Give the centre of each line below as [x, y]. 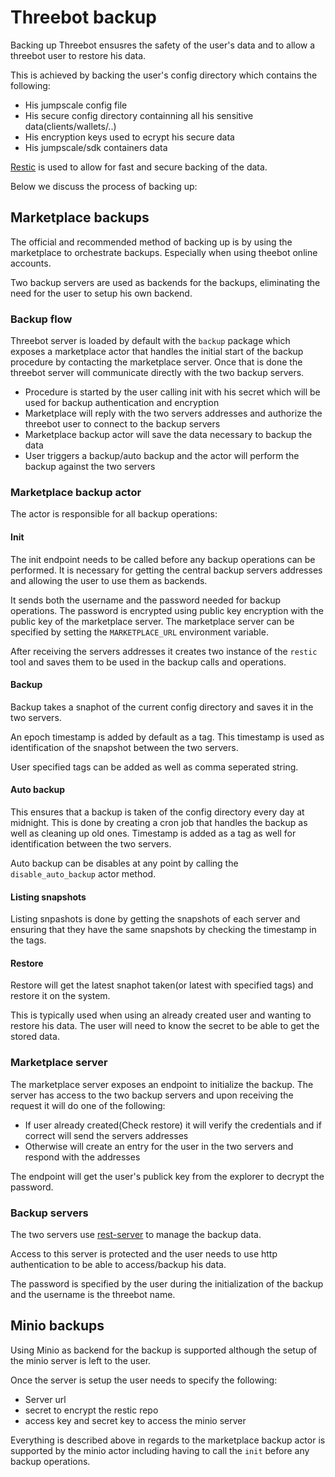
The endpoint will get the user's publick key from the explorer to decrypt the [167, 1176]
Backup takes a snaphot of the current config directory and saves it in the [162, 707]
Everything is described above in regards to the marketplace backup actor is [168, 1440]
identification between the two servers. [91, 843]
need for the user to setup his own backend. [101, 293]
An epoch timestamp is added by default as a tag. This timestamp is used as [167, 737]
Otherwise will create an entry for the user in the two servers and [159, 1146]
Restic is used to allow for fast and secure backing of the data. [139, 167]
